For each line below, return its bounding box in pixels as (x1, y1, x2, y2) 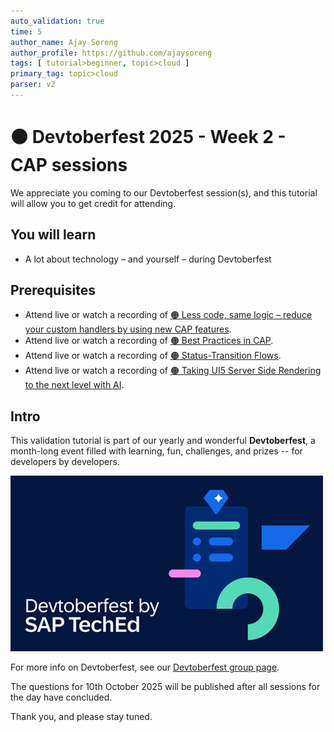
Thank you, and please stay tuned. (10, 711, 153, 723)
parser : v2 (10, 80, 56, 90)
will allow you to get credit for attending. (10, 197, 177, 209)
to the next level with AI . (24, 379, 125, 391)
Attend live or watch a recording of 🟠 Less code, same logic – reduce (24, 309, 313, 321)
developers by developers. (10, 456, 120, 468)
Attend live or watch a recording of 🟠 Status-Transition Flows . (24, 350, 282, 362)
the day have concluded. (10, 691, 113, 704)
